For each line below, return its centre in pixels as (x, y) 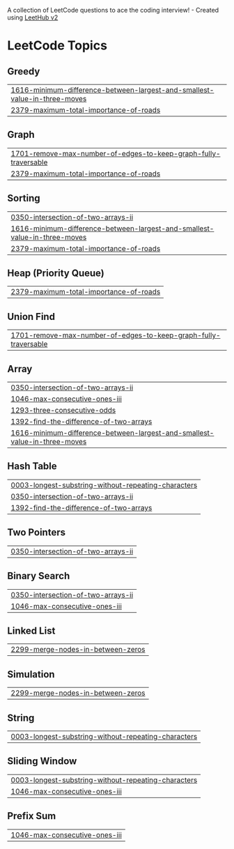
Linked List (31, 630)
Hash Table (32, 466)
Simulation (31, 674)
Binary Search (39, 576)
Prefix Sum (32, 816)
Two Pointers (37, 533)
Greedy (24, 71)
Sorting (24, 198)
